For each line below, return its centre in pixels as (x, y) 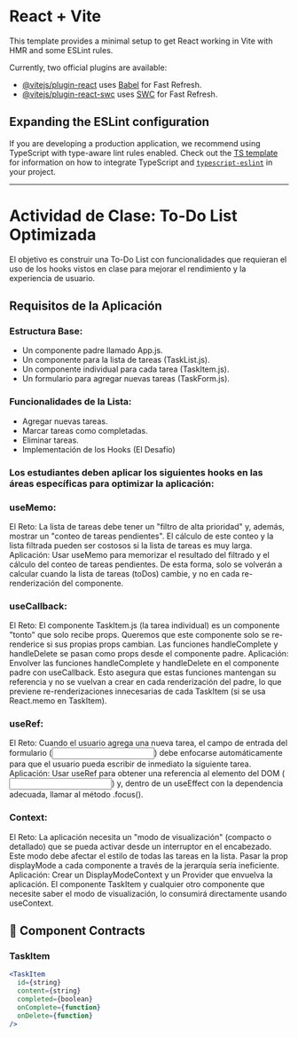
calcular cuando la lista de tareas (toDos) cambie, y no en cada (125, 573)
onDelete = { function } (55, 1016)
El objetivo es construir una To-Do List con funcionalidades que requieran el (148, 259)
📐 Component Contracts (78, 931)
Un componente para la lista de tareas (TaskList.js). (116, 360)
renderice (27, 644)
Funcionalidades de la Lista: (71, 402)
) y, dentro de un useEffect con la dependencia (198, 783)
